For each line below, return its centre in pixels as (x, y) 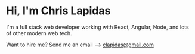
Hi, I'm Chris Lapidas (58, 11)
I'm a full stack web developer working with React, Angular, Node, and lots (97, 27)
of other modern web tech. (39, 33)
